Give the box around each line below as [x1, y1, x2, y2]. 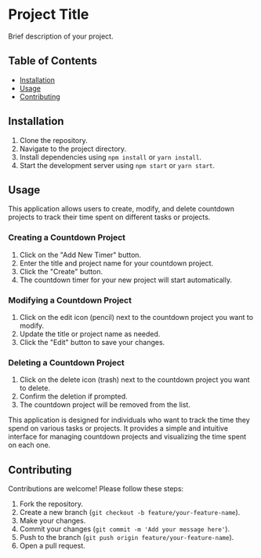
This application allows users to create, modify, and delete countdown [8, 204, 235, 214]
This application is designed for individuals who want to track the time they [8, 415, 251, 425]
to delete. [19, 384, 51, 393]
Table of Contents [8, 54, 98, 68]
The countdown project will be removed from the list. [19, 400, 190, 409]
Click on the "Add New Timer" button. [19, 250, 142, 259]
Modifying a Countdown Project [8, 295, 132, 306]
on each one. [8, 440, 51, 450]
